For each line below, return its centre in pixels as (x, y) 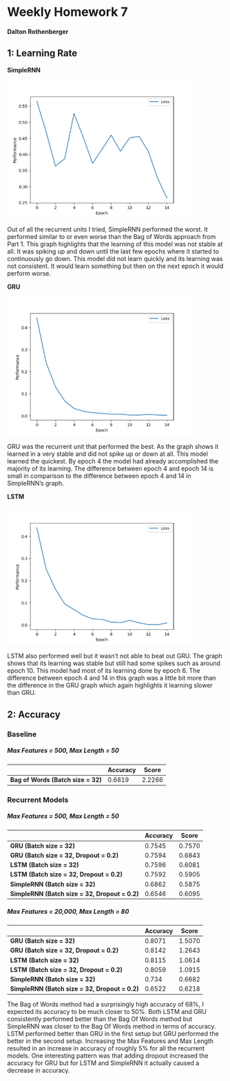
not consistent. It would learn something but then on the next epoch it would (115, 266)
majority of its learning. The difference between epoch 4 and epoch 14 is (111, 468)
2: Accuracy (34, 715)
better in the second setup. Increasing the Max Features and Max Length (110, 1041)
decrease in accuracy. (39, 1070)
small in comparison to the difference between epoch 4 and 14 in (99, 476)
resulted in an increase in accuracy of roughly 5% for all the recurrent (106, 1048)
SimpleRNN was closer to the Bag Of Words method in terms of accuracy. (112, 1026)
